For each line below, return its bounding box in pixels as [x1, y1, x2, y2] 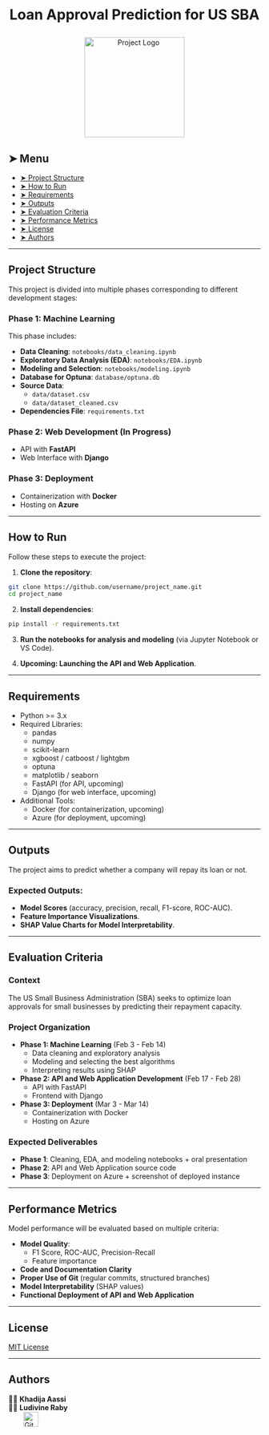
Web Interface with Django [19, 453, 110, 462]
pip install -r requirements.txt [8, 620, 120, 628]
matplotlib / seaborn [31, 770, 98, 780]
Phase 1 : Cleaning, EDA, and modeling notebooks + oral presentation [19, 1155, 248, 1164]
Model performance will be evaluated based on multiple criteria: [8, 1223, 219, 1233]
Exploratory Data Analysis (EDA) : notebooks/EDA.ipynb [19, 355, 203, 365]
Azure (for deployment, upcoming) [31, 812, 147, 822]
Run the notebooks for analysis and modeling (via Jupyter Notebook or [19, 635, 259, 644]
